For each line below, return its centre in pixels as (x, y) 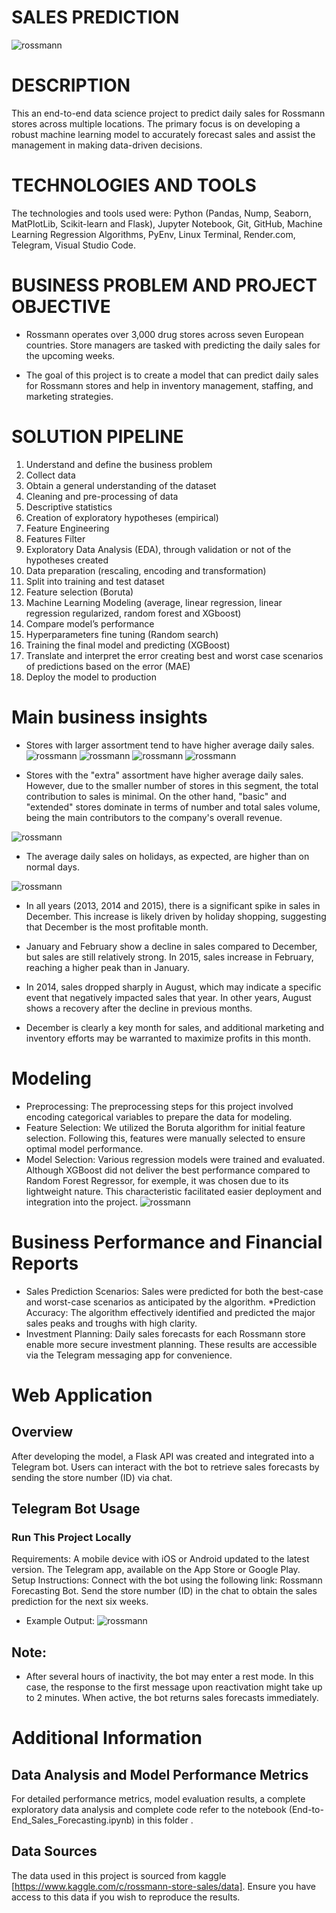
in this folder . (165, 1820)
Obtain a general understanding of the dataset (121, 485)
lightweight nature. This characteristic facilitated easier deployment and (174, 1191)
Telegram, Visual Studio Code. (74, 245)
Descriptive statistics (69, 507)
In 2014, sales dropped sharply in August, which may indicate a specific (173, 987)
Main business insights (109, 717)
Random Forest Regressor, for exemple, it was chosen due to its (157, 1180)
